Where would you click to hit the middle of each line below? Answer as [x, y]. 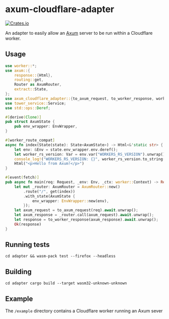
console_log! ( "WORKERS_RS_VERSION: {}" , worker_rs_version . [78, 159]
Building [18, 271]
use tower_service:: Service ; [36, 103]
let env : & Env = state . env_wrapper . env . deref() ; [66, 150]
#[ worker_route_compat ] [30, 140]
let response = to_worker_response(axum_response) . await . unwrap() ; [86, 220]
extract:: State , [31, 89]
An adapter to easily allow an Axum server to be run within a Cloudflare [79, 33]
